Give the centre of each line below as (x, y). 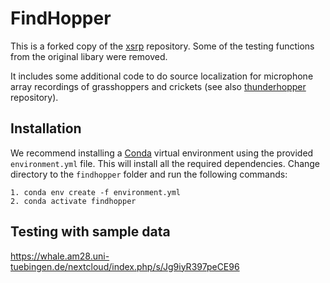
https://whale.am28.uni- (60, 256)
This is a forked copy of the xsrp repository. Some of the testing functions (162, 46)
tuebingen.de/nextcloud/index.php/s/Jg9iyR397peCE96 (125, 266)
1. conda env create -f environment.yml (96, 192)
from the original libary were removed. (89, 56)
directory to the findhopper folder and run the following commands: (149, 174)
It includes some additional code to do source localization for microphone (162, 76)
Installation (46, 128)
